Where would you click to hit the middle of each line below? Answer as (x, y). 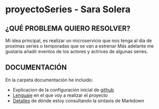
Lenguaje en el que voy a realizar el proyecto (60, 95)
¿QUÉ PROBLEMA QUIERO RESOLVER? (68, 28)
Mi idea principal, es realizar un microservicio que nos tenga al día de (79, 40)
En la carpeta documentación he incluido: (49, 80)
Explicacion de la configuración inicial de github (63, 90)
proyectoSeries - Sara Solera (68, 9)
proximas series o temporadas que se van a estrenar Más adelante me (79, 46)
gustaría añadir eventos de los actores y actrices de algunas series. (77, 51)
